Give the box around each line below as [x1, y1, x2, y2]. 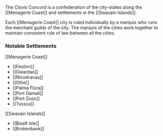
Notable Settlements [5, 42, 57, 49]
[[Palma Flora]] [12, 85, 44, 91]
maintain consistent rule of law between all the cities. [5, 30, 116, 36]
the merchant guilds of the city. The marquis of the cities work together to [5, 25, 158, 31]
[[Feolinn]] [12, 64, 34, 70]
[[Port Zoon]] [12, 95, 40, 102]
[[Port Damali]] [12, 90, 44, 96]
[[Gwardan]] [12, 69, 38, 75]
